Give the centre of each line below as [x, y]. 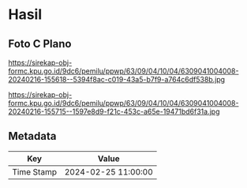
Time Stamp [35, 171]
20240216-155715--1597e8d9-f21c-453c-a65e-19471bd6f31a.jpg [114, 111]
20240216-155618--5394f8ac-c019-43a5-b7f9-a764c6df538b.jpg [117, 79]
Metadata [32, 136]
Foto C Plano [40, 44]
